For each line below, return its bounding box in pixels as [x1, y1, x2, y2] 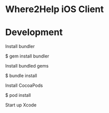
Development [5, 27, 63, 38]
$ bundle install [5, 73, 37, 79]
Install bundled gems [5, 63, 49, 69]
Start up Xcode [5, 102, 37, 108]
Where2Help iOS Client [5, 4, 104, 15]
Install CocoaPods [5, 82, 43, 89]
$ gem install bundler [5, 53, 49, 59]
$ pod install [5, 92, 31, 98]
